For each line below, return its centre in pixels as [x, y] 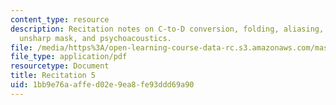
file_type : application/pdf [69, 57]
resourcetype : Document [60, 66]
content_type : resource [60, 19]
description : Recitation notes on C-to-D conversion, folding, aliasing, [167, 29]
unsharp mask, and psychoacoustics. [95, 38]
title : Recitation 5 [53, 76]
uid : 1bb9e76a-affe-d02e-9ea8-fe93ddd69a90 [102, 85]
